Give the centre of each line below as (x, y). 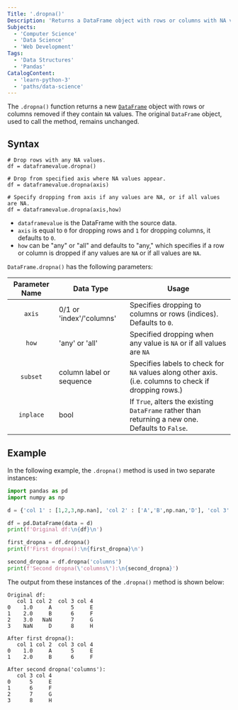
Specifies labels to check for (177, 364)
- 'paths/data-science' (49, 86)
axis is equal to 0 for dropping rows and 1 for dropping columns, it (114, 230)
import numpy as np (36, 497)
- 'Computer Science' (46, 34)
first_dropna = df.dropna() (49, 543)
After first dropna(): (41, 638)
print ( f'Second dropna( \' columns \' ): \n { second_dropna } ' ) (93, 568)
